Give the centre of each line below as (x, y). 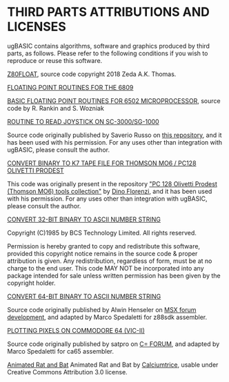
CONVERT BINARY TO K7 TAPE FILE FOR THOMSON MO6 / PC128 (102, 163)
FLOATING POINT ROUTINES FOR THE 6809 (70, 87)
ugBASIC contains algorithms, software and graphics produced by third (109, 46)
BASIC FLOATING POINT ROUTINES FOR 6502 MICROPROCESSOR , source (114, 100)
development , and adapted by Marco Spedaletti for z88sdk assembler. (107, 317)
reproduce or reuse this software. (55, 60)
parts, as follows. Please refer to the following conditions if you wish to (108, 53)
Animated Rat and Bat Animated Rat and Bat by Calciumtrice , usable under (113, 365)
